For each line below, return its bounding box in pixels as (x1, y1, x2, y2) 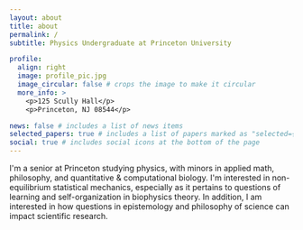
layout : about (9, 13, 63, 23)
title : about (9, 22, 59, 31)
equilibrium (9, 182, 51, 192)
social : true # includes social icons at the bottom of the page (9, 138, 260, 147)
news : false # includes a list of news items (9, 121, 183, 131)
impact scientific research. (9, 211, 108, 221)
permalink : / (9, 30, 59, 39)
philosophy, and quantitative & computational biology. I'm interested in (9, 172, 271, 183)
